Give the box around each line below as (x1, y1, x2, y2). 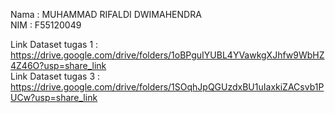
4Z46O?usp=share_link (10, 60, 107, 71)
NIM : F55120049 (10, 19, 82, 31)
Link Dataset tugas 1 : (10, 39, 99, 50)
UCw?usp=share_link (10, 92, 98, 103)
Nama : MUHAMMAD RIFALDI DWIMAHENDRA (10, 9, 202, 20)
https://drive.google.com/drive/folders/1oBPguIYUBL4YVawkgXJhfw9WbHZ (10, 49, 325, 61)
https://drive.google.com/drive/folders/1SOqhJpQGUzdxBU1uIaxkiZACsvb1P (10, 81, 325, 93)
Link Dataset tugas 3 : (10, 70, 100, 82)
